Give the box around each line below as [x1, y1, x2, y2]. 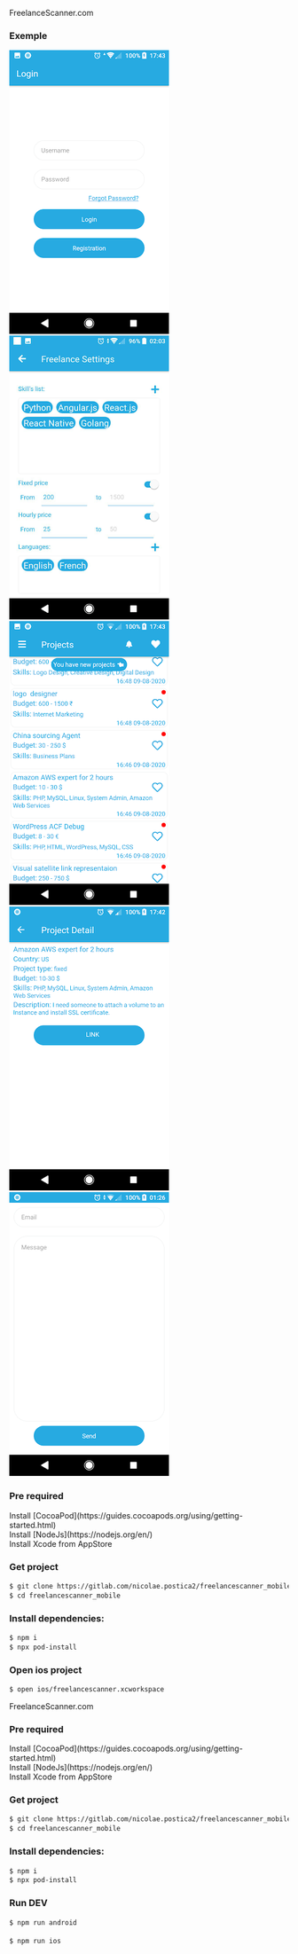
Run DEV [9, 1897, 48, 1910]
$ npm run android [9, 1918, 77, 1927]
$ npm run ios [9, 1937, 62, 1946]
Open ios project [9, 1663, 82, 1675]
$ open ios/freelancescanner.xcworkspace [9, 1684, 165, 1693]
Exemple [9, 29, 48, 42]
